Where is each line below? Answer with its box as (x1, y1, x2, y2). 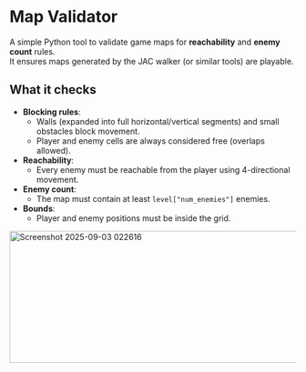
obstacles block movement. (36, 126, 140, 136)
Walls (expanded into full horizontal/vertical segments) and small (36, 116, 280, 126)
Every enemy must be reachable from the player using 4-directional (36, 164, 291, 175)
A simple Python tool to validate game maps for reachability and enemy (9, 36, 280, 47)
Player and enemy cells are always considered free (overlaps (36, 135, 266, 146)
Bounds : (22, 203, 56, 214)
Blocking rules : (22, 106, 81, 117)
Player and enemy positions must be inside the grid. (36, 212, 231, 224)
